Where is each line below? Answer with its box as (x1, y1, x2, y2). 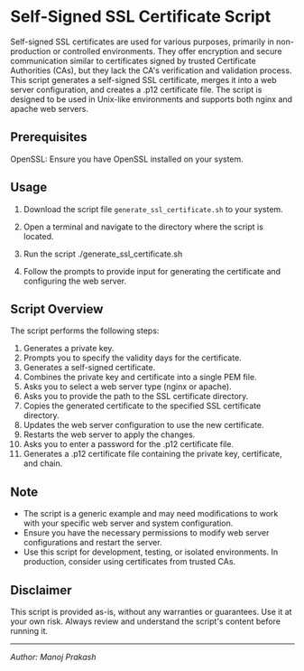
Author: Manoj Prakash (10, 652, 97, 662)
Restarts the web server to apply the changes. (23, 429, 196, 440)
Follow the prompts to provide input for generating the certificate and (23, 266, 281, 276)
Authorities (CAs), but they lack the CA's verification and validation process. (10, 65, 292, 76)
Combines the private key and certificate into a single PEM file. (23, 372, 257, 383)
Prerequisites (10, 129, 88, 145)
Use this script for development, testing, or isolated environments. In (23, 546, 279, 557)
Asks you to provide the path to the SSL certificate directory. (23, 391, 249, 402)
